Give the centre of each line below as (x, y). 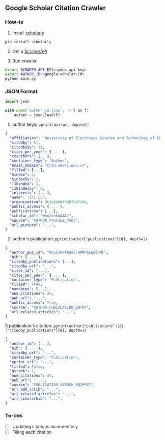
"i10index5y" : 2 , (27, 188)
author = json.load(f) (37, 115)
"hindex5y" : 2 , (25, 179)
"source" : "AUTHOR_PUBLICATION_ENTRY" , (50, 307)
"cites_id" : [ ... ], (29, 271)
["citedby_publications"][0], (36, 331)
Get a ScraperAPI (30, 51)
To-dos (14, 416)
